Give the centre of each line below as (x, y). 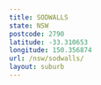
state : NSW (29, 26)
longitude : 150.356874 (50, 50)
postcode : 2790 (37, 34)
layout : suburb (37, 67)
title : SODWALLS (39, 17)
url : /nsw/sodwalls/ (47, 58)
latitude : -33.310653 (49, 42)
